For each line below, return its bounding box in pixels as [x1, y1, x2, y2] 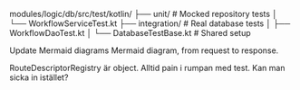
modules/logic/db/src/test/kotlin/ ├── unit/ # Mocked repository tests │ [9, 9, 278, 19]
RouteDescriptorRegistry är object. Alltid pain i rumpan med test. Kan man [9, 63, 285, 73]
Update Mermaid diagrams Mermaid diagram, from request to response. [9, 45, 279, 56]
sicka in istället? [9, 72, 69, 83]
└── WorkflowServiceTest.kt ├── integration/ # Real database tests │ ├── [9, 18, 291, 29]
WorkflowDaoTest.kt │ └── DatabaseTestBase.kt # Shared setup [9, 28, 251, 38]
